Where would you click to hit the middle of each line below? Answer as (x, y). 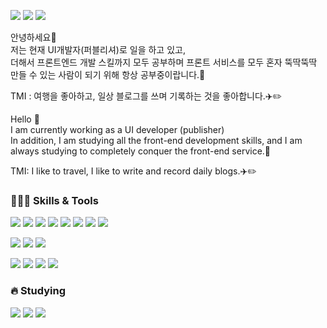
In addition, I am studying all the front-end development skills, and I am (156, 140)
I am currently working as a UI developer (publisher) (117, 129)
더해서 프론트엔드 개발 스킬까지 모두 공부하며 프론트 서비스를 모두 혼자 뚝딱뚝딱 (164, 62)
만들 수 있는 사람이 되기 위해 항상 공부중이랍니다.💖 (108, 74)
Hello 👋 (25, 119)
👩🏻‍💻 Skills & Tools (54, 200)
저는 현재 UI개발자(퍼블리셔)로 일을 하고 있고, (98, 49)
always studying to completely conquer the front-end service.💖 (141, 151)
